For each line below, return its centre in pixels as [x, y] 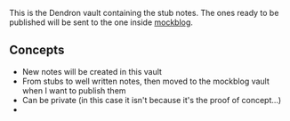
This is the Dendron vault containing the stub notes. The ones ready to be [144, 13]
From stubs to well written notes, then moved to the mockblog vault [145, 81]
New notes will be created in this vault [92, 71]
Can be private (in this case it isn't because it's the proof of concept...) [152, 100]
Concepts [37, 50]
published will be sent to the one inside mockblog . [101, 22]
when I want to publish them [74, 90]
